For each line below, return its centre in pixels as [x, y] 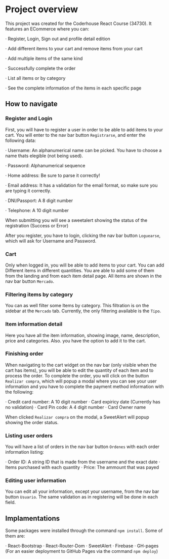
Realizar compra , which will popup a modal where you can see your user [81, 381]
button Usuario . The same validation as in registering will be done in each [82, 497]
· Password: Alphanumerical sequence [45, 165]
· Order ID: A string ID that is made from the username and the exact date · [83, 462]
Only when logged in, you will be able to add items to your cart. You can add [85, 265]
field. [11, 503]
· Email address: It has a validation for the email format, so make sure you [81, 185]
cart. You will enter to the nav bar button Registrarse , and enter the [75, 135]
